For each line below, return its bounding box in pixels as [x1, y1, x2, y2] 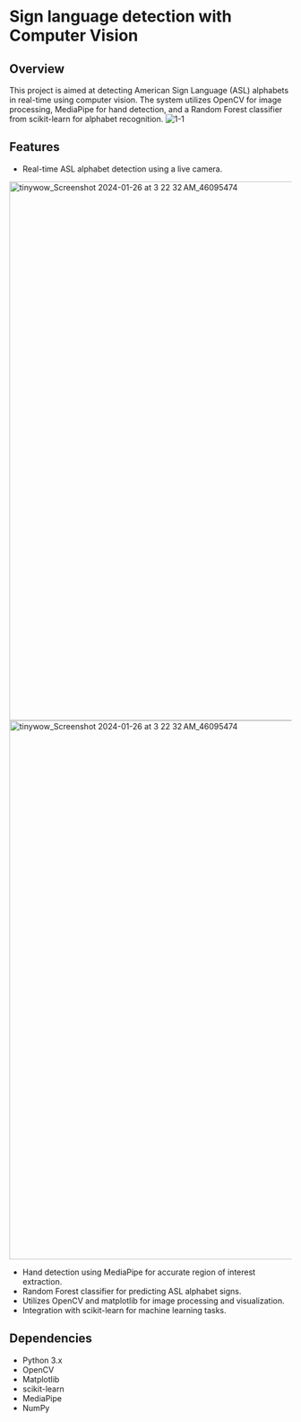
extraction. [21, 1276, 63, 1286]
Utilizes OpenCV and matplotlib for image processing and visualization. [21, 1295, 285, 1306]
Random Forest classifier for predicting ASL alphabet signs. [21, 1285, 242, 1296]
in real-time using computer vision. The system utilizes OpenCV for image [9, 94, 282, 105]
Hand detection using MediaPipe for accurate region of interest [21, 1267, 256, 1277]
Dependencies [9, 1331, 92, 1347]
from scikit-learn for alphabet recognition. [9, 114, 164, 124]
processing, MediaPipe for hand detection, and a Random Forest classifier [9, 104, 283, 114]
